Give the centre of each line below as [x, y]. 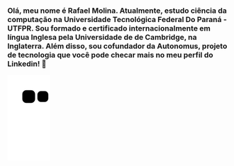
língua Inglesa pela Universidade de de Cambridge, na [102, 37]
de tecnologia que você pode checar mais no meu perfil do [111, 55]
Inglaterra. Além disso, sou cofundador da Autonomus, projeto [117, 46]
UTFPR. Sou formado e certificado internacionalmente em [109, 28]
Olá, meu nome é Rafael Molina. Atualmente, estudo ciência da [117, 11]
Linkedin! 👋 [27, 64]
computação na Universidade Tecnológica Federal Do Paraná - [117, 19]
